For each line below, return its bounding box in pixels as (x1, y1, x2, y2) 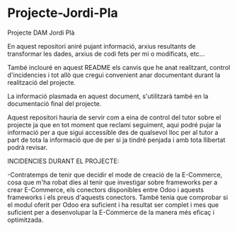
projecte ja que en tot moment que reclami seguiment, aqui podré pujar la (7, 120, 221, 129)
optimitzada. (7, 215, 44, 224)
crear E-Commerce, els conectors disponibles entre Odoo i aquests (7, 185, 204, 194)
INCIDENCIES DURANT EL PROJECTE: (7, 157, 120, 165)
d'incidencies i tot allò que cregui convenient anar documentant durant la (7, 71, 221, 79)
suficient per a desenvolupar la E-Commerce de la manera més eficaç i (7, 208, 214, 216)
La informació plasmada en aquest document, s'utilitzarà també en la (7, 92, 209, 100)
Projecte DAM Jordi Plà (7, 28, 75, 37)
